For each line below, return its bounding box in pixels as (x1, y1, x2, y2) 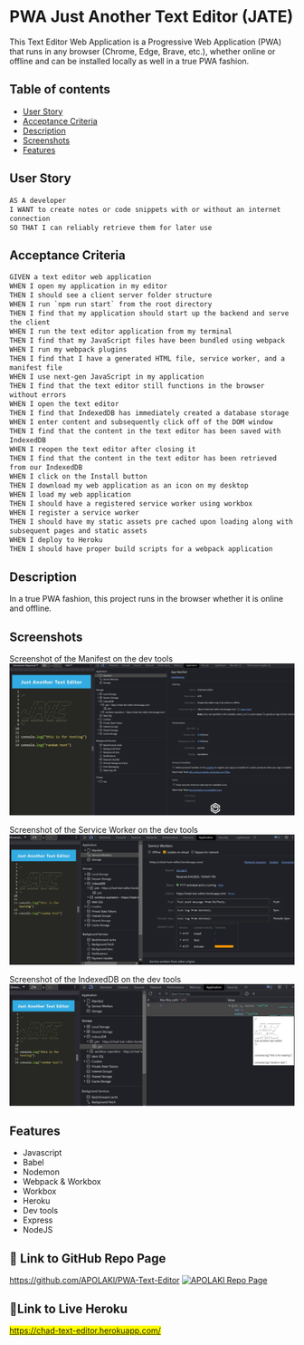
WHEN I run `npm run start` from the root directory (9, 300, 213, 309)
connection (9, 214, 51, 223)
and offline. (9, 603, 52, 614)
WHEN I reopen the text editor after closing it (9, 445, 196, 454)
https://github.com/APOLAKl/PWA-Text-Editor (9, 1275, 180, 1286)
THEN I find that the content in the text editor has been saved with (9, 427, 281, 436)
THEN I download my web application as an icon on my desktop (9, 481, 249, 490)
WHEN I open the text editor (9, 400, 119, 409)
